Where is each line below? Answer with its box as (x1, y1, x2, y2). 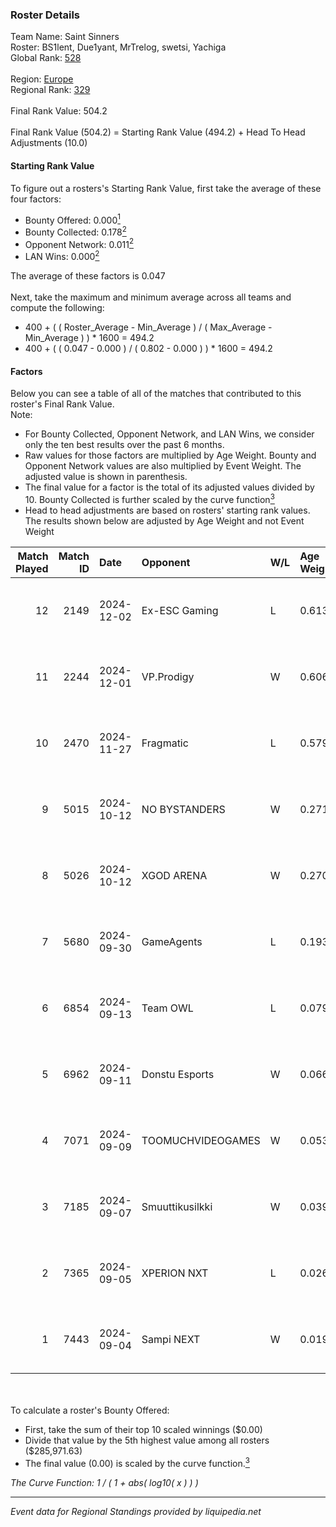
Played (15, 561, 49, 575)
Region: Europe (10, 73, 74, 85)
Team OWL (141, 1001, 194, 1015)
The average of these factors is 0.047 (10, 270, 166, 282)
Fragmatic (141, 736, 189, 750)
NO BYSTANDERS (141, 802, 226, 816)
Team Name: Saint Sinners (10, 31, 120, 43)
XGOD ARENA (141, 868, 208, 882)
